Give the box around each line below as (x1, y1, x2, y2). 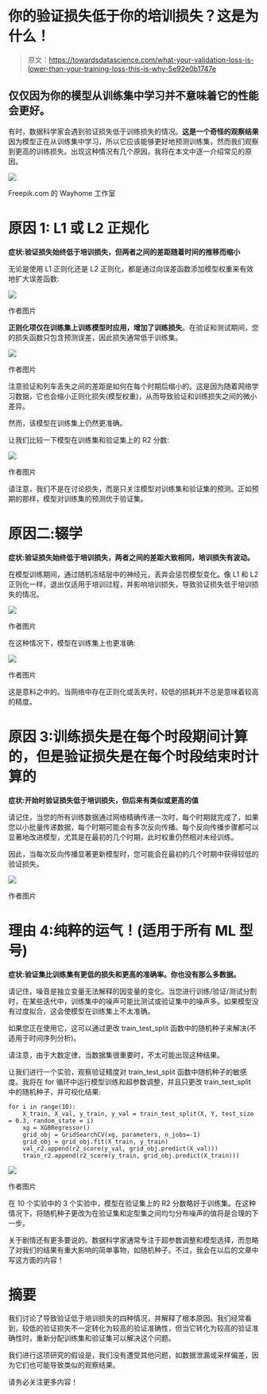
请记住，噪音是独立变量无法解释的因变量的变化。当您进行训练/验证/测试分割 (8, 986, 257, 996)
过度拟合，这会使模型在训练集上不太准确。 (14, 1006, 155, 1016)
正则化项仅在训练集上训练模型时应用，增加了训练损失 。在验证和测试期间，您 (8, 322, 259, 332)
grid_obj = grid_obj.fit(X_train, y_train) (22, 1138, 169, 1146)
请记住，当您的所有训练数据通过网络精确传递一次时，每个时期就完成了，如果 (8, 812, 259, 822)
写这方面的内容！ (8, 1255, 64, 1264)
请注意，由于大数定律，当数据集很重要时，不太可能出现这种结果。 (8, 1050, 224, 1060)
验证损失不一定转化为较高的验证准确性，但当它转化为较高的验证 (42, 1323, 252, 1333)
